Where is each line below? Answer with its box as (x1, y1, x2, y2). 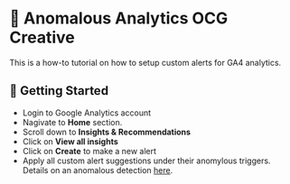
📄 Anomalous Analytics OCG (9, 8, 229, 29)
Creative (9, 27, 75, 48)
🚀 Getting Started (9, 83, 109, 98)
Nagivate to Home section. (22, 116, 123, 127)
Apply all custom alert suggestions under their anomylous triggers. (22, 155, 271, 166)
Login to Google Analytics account (22, 107, 152, 118)
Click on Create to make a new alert (22, 145, 156, 156)
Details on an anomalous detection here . (22, 164, 173, 175)
